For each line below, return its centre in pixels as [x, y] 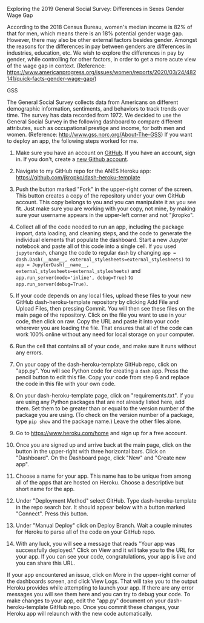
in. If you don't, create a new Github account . [72, 159]
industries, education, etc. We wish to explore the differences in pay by [95, 53]
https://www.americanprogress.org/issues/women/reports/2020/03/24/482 [101, 72]
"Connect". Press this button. [52, 514]
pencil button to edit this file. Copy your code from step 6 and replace [103, 377]
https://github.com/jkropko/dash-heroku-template [78, 177]
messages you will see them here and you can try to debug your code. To [99, 594]
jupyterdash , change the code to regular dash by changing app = [96, 253]
